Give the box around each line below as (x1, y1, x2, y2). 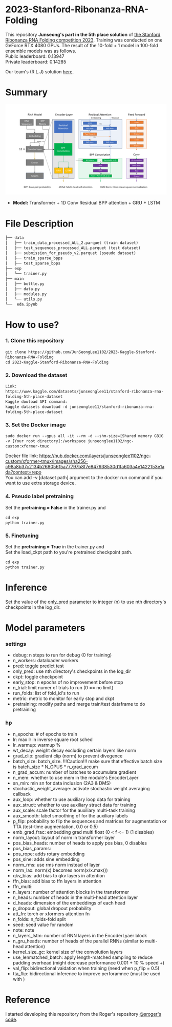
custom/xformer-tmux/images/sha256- (5, 458, 88, 464)
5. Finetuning (5, 532, 39, 539)
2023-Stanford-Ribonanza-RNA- (5, 4, 149, 15)
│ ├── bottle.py (5, 281, 45, 286)
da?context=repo (5, 469, 42, 475)
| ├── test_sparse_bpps (5, 261, 60, 266)
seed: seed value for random (12, 921, 74, 928)
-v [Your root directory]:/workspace (5, 439, 86, 444)
